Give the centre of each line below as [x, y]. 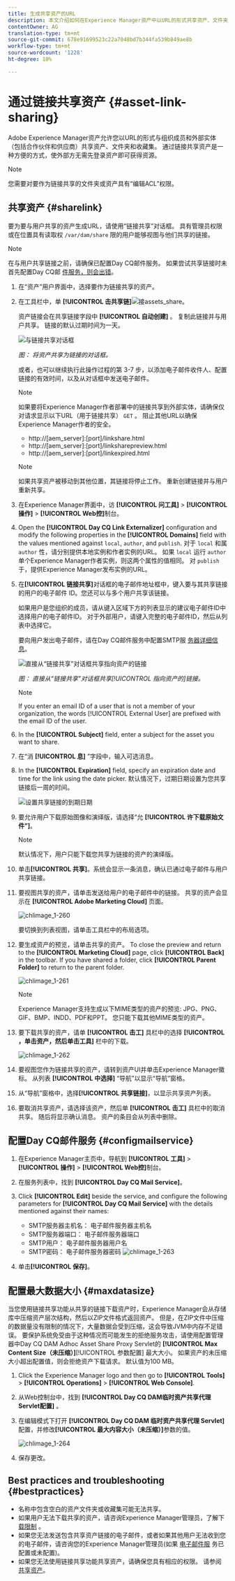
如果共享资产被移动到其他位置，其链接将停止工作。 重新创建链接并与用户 [123, 481]
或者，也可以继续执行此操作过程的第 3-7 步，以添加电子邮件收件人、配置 [122, 369]
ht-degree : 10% [30, 59]
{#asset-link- [147, 102]
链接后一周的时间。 [46, 787]
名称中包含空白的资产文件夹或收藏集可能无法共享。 [91, 1509]
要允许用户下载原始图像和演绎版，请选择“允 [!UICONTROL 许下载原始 [118, 817]
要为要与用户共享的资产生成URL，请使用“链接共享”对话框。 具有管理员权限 [115, 226]
